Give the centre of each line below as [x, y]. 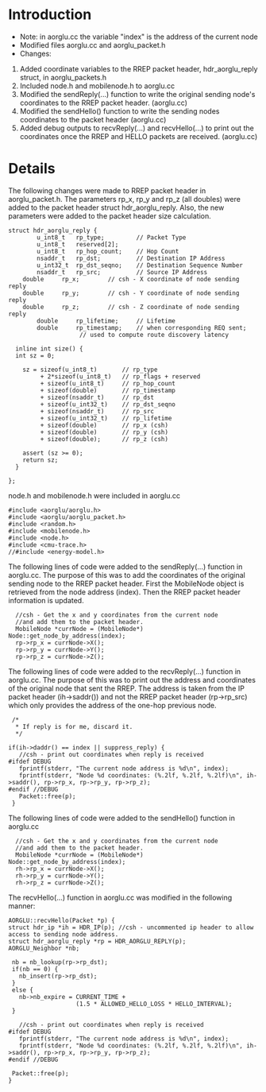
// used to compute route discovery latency [154, 335]
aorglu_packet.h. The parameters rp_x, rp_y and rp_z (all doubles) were [124, 199]
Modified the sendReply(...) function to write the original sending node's [137, 94]
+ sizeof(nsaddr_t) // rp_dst [97, 397]
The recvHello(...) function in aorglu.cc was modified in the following [120, 897]
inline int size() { [49, 349]
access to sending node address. [64, 934]
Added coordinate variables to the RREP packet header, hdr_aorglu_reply [139, 68]
